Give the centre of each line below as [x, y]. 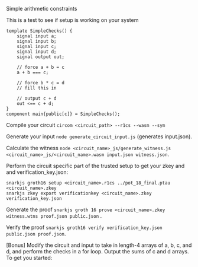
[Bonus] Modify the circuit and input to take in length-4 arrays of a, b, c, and [99, 245]
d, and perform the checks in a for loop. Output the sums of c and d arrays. [98, 251]
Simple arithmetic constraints [42, 9]
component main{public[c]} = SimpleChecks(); [63, 114]
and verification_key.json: [37, 172]
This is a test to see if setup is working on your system [72, 20]
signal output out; [41, 57]
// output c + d [37, 98]
